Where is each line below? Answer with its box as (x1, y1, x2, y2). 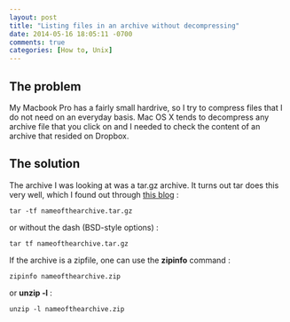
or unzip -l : (9, 287, 53, 298)
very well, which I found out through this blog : (9, 189, 179, 200)
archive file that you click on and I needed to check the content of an (9, 121, 261, 131)
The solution (9, 156, 81, 171)
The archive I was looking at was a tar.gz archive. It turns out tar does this (9, 179, 279, 191)
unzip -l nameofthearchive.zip (9, 304, 125, 313)
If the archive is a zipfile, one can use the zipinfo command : (9, 255, 231, 265)
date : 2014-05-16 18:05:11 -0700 (9, 29, 133, 38)
